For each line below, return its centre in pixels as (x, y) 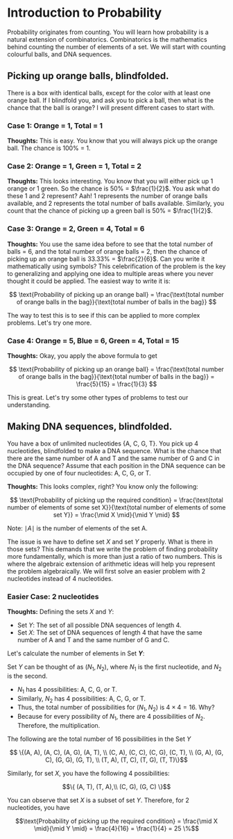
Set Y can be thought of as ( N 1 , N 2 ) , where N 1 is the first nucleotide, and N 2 (114, 667)
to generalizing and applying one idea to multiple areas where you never (110, 273)
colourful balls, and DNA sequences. (60, 54)
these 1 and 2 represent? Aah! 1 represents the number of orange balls (107, 196)
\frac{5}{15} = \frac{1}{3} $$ (116, 384)
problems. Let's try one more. (50, 323)
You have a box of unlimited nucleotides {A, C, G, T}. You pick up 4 (103, 443)
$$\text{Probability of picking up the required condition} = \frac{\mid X (116, 821)
